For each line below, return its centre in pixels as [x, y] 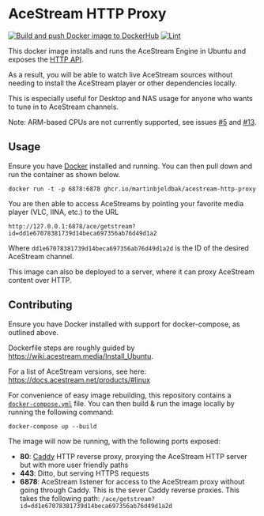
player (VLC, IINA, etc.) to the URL [64, 212]
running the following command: [61, 412]
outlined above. [34, 332]
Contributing [40, 305]
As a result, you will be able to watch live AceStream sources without [121, 74]
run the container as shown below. [64, 174]
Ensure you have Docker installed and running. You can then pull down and [130, 166]
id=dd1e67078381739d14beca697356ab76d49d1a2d [96, 506]
